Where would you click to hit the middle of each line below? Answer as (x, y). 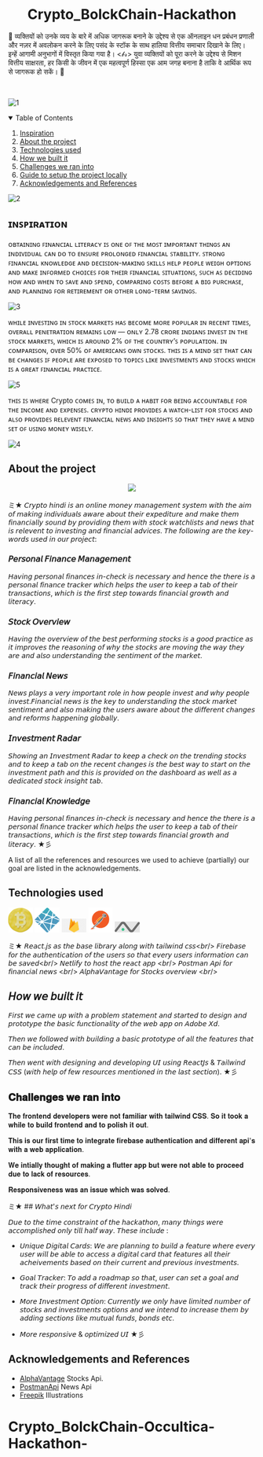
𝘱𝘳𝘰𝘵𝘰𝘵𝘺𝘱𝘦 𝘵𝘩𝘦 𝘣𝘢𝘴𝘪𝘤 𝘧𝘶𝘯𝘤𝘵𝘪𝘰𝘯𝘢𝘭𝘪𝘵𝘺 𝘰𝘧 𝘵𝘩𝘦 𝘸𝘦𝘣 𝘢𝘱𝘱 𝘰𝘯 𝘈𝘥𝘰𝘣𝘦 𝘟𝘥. (114, 1024)
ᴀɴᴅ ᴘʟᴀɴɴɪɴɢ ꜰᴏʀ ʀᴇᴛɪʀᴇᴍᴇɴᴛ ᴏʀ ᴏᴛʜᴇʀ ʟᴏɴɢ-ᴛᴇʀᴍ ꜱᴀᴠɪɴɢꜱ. (103, 291)
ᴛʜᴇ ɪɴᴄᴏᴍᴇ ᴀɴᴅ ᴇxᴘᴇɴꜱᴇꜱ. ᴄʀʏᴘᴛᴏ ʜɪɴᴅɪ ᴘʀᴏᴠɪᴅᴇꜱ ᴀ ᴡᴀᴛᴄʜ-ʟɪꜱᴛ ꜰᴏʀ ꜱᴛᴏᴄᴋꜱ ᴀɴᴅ (130, 410)
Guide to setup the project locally (73, 175)
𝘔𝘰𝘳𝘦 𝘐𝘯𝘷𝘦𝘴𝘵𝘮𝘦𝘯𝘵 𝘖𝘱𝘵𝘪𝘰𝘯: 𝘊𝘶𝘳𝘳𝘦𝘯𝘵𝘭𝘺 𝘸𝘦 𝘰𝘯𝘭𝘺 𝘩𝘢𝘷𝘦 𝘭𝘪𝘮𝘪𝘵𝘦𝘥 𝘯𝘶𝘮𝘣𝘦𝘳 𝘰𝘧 (135, 1301)
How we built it (44, 158)
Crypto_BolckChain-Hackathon (132, 15)
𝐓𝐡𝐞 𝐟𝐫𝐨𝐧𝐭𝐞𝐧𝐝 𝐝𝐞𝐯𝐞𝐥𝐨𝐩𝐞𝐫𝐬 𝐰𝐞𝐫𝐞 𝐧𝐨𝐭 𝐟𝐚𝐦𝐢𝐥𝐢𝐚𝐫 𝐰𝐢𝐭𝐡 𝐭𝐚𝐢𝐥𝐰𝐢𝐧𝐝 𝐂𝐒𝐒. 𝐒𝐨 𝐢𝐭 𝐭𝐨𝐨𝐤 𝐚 (128, 1116)
